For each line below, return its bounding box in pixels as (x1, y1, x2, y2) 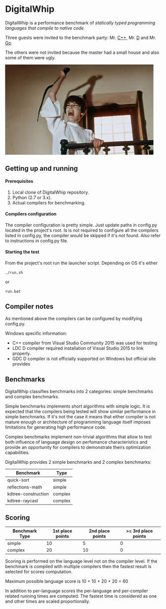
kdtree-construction (7, 490, 49, 497)
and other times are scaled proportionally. (5, 598, 90, 604)
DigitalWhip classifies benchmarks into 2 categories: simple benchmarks (5, 388, 153, 394)
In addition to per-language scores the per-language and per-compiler (5, 588, 148, 594)
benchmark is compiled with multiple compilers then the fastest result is (5, 563, 152, 569)
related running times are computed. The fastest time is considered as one (5, 593, 157, 599)
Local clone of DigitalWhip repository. (12, 189, 89, 195)
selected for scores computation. (5, 568, 73, 574)
